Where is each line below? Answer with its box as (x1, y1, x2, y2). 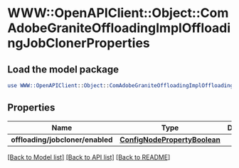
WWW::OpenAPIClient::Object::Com (7, 5, 229, 21)
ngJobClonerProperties (7, 35, 151, 51)
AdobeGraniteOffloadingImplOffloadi (7, 20, 231, 36)
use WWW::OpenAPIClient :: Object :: (7, 82, 110, 89)
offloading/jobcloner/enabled (11, 135, 113, 145)
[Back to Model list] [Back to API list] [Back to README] (7, 152, 171, 161)
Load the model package (7, 63, 119, 75)
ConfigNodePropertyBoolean (119, 135, 221, 145)
